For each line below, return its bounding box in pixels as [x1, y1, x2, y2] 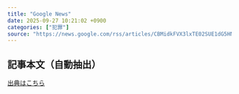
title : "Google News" [7, 10, 72, 18]
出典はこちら [7, 79, 45, 88]
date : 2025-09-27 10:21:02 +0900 [7, 17, 107, 24]
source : [7, 30, 31, 38]
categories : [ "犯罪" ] [7, 23, 70, 31]
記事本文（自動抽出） [7, 58, 101, 70]
